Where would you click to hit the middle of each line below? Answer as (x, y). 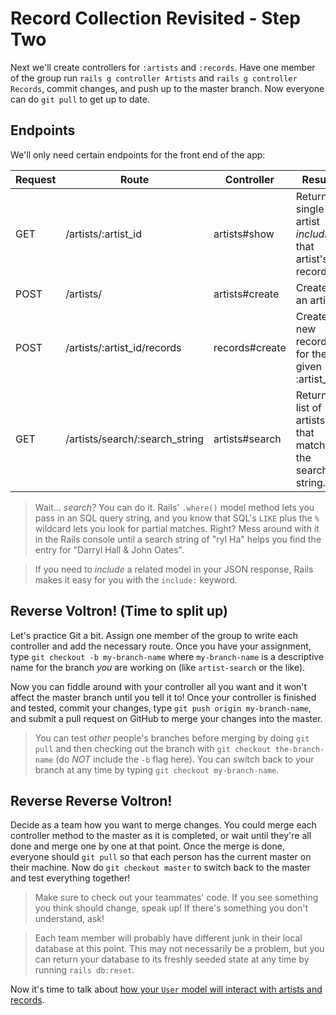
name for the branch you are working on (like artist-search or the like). (158, 667)
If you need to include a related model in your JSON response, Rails (174, 569)
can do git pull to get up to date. (80, 99)
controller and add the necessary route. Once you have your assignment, (161, 646)
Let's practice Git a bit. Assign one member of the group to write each (154, 635)
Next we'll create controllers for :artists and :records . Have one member (163, 67)
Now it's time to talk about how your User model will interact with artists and (166, 989)
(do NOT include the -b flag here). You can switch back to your (185, 759)
